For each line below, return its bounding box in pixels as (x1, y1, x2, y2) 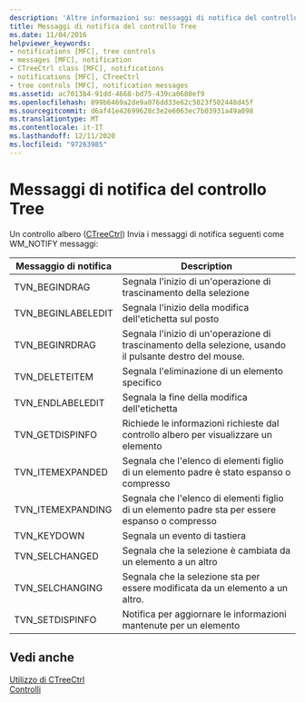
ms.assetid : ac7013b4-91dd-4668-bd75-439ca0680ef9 (9, 89, 205, 98)
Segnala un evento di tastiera (122, 529, 247, 541)
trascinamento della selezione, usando (122, 338, 286, 351)
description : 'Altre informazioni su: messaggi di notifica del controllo (9, 13, 299, 23)
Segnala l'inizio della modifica (122, 301, 250, 313)
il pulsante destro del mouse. (122, 350, 245, 362)
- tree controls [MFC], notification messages (9, 81, 189, 90)
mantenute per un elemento (122, 619, 241, 631)
